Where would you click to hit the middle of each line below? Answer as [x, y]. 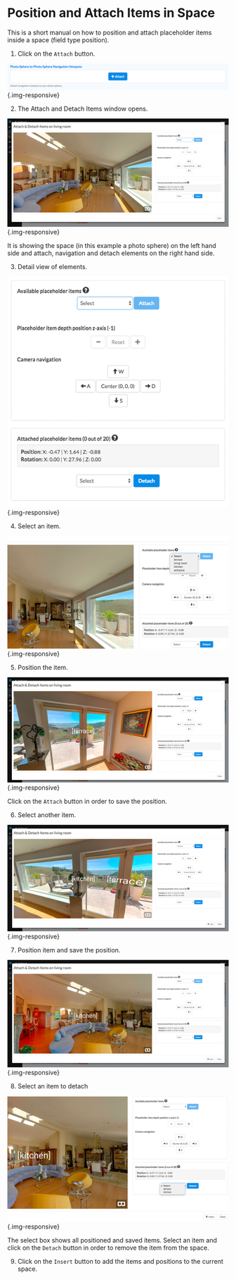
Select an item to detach [53, 1086]
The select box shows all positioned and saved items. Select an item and [112, 1240]
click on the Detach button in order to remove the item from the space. [108, 1248]
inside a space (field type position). [58, 39]
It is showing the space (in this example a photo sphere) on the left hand [112, 245]
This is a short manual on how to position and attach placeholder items [110, 32]
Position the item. [42, 668]
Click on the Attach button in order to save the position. [87, 802]
